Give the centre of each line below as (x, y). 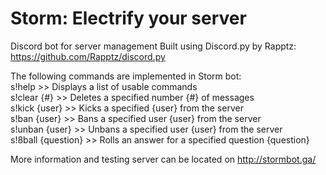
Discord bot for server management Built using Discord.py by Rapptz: (153, 46)
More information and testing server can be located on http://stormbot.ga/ (163, 159)
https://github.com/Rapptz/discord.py (88, 56)
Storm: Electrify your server (128, 18)
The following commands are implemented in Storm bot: (126, 76)
